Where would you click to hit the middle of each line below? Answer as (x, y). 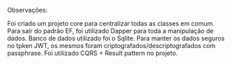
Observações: (27, 10)
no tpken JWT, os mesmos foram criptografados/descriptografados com (111, 46)
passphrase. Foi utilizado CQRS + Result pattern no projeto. (93, 53)
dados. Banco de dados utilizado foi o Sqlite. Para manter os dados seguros (116, 38)
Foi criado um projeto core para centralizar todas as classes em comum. (111, 23)
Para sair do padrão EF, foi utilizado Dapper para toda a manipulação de (110, 31)
